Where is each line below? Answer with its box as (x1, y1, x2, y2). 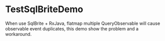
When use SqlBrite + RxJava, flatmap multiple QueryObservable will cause (5, 20, 160, 26)
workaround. (5, 31, 32, 37)
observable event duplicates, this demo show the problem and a (5, 25, 139, 31)
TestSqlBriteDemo (5, 4, 83, 15)
